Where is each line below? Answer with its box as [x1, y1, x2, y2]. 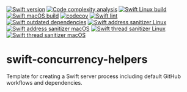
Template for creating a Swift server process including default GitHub [6, 73, 182, 80]
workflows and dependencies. [6, 79, 82, 86]
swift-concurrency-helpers [6, 53, 148, 67]
